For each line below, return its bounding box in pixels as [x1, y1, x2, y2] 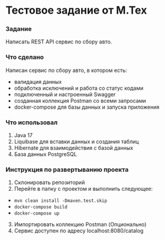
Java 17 [14, 132, 33, 139]
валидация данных [14, 78, 62, 85]
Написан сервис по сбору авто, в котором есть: [5, 67, 128, 74]
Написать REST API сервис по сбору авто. [5, 38, 112, 45]
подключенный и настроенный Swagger [14, 90, 116, 98]
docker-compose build [14, 204, 67, 210]
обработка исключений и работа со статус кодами [14, 84, 144, 91]
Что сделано [5, 53, 44, 61]
